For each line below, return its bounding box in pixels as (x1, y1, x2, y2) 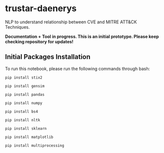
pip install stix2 (5, 75, 42, 80)
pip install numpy (5, 101, 42, 105)
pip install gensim (5, 84, 45, 88)
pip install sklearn (5, 126, 47, 131)
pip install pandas (5, 92, 45, 97)
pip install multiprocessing (5, 143, 64, 148)
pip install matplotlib (5, 135, 54, 139)
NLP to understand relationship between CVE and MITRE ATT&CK (5, 19, 137, 25)
